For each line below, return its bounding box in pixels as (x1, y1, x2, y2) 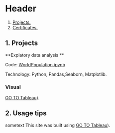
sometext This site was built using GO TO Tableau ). (5, 122, 111, 128)
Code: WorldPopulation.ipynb (5, 61, 66, 67)
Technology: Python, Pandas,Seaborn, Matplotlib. (5, 71, 107, 77)
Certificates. (12, 24, 38, 30)
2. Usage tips (5, 109, 47, 118)
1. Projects (5, 39, 38, 47)
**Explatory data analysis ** (5, 52, 64, 58)
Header (5, 3, 36, 14)
